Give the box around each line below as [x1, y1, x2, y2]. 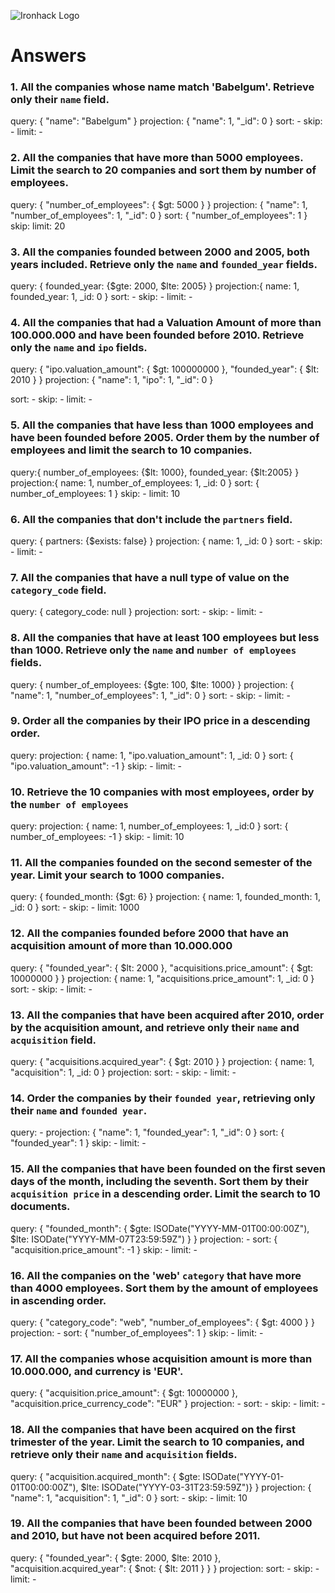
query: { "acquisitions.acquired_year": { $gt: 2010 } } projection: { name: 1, [10, 1056, 315, 1068]
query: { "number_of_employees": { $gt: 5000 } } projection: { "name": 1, [10, 198, 308, 210]
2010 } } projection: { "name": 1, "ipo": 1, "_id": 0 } [10, 374, 214, 386]
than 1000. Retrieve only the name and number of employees [10, 643, 297, 657]
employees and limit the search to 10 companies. [10, 443, 253, 457]
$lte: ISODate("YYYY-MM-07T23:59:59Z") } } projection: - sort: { [10, 1233, 278, 1245]
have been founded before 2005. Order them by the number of [10, 431, 320, 445]
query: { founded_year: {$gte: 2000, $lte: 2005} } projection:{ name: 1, [10, 280, 300, 292]
